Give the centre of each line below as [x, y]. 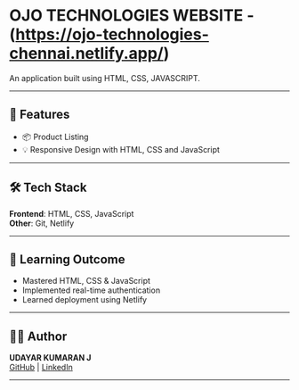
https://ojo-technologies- [112, 34]
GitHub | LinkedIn [41, 368]
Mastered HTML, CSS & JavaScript [86, 281]
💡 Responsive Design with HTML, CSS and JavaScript [121, 149]
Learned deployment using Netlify [85, 300]
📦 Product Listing [55, 137]
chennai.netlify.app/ [86, 54]
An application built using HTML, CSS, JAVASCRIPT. [105, 78]
